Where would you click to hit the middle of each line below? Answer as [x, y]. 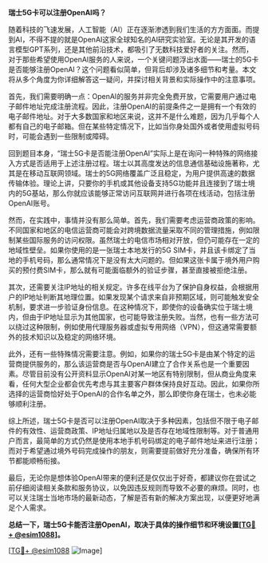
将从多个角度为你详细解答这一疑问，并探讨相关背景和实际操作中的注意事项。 [134, 79]
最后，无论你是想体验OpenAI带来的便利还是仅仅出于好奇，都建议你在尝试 [129, 478]
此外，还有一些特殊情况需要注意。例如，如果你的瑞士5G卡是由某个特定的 [128, 354]
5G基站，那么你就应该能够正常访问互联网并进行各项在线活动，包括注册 [138, 193]
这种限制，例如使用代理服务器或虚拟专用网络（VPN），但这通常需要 [140, 327]
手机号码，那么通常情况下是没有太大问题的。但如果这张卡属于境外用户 [137, 260]
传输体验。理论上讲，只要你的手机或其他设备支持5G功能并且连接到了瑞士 [128, 183]
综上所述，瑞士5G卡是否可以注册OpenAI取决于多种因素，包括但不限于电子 [130, 421]
